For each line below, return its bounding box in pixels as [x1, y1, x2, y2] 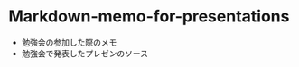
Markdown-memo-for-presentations [8, 6, 290, 27]
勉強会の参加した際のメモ [21, 37, 117, 47]
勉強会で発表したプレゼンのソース [21, 47, 149, 59]
